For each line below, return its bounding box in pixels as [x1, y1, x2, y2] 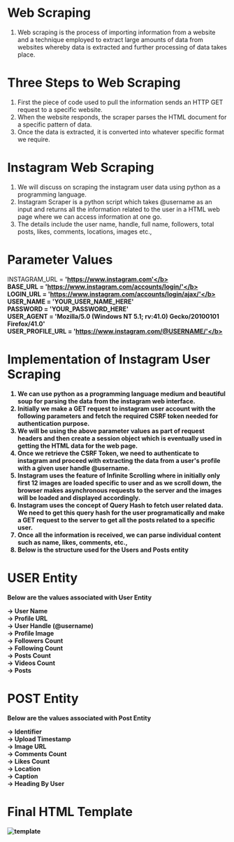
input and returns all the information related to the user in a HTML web [17, 205, 220, 213]
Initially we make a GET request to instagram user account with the [17, 404, 216, 413]
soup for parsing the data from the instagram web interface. [17, 397, 196, 405]
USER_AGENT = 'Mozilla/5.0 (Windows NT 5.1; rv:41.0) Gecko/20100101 [7, 312, 219, 320]
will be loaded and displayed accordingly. [17, 493, 141, 501]
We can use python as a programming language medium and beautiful [17, 390, 226, 398]
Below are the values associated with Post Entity [7, 713, 152, 722]
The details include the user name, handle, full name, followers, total [17, 220, 214, 228]
